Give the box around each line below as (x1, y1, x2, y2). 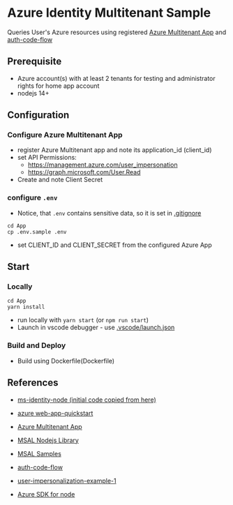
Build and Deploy (7, 340, 66, 350)
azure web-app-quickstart (17, 409, 93, 417)
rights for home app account (17, 82, 100, 90)
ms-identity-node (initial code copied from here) (17, 395, 157, 404)
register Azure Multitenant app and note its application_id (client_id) (17, 146, 212, 154)
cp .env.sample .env (7, 228, 68, 235)
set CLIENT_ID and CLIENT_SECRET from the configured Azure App (17, 241, 212, 249)
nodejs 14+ (17, 89, 50, 97)
